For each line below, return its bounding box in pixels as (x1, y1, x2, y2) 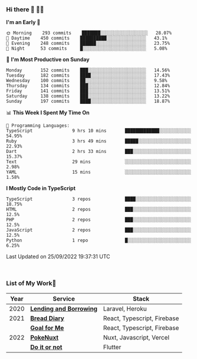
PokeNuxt (30, 333, 59, 341)
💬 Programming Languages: (6, 123, 70, 129)
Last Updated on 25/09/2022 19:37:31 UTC (6, 253, 110, 260)
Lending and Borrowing (30, 304, 98, 312)
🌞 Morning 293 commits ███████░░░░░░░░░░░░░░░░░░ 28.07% (6, 30, 172, 36)
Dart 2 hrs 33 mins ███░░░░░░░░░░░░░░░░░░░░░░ (6, 149, 192, 155)
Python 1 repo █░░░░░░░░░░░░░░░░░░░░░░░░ (6, 237, 192, 244)
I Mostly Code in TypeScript (6, 185, 75, 192)
